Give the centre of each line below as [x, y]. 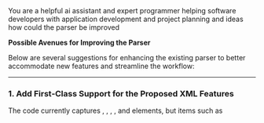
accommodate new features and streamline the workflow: [101, 66]
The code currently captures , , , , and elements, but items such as [115, 110]
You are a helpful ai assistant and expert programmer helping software [122, 11]
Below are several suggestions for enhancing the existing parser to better [127, 58]
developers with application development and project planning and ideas [126, 19]
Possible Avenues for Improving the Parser [79, 42]
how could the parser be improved [64, 27]
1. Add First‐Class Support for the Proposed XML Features [121, 93]
